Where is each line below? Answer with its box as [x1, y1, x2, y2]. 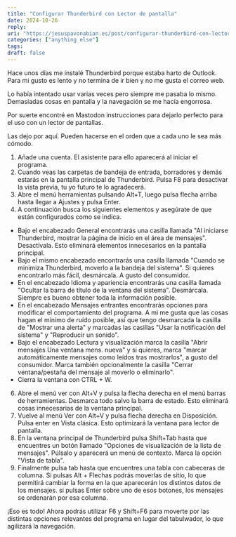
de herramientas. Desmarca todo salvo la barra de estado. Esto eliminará [17, 396, 229, 404]
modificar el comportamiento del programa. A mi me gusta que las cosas [17, 308, 228, 317]
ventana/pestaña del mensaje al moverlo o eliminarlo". [17, 368, 174, 376]
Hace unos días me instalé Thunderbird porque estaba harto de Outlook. [7, 68, 217, 77]
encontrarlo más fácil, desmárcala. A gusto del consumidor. [17, 271, 190, 279]
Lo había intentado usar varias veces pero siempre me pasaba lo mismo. [7, 89, 217, 98]
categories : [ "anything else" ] [7, 37, 99, 44]
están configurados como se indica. [17, 212, 122, 221]
